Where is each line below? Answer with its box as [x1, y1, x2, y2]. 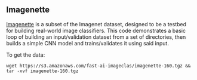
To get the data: [6, 51, 45, 59]
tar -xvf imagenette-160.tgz [6, 68, 79, 74]
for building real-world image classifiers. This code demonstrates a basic [6, 27, 186, 34]
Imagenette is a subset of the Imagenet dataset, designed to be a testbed [6, 20, 187, 27]
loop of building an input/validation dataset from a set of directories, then [6, 33, 186, 41]
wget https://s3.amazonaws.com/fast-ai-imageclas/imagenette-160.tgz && [6, 63, 191, 69]
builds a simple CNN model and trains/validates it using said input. [6, 39, 169, 47]
